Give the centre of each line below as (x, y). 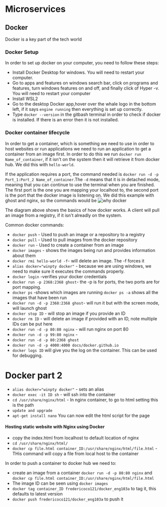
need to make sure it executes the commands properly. (68, 271)
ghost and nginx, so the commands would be (51, 200)
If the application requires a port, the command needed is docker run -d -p (82, 174)
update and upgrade (32, 410)
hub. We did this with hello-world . (40, 164)
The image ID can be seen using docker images (60, 483)
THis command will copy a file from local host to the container (75, 454)
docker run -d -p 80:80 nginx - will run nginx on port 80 (70, 329)
